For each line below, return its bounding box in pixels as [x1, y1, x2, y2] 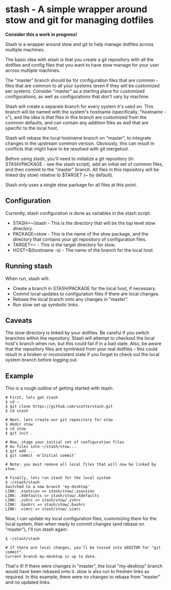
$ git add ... [5, 449, 36, 454]
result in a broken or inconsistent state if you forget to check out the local [5, 351, 160, 357]
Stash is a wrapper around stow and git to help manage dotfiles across [5, 41, 154, 47]
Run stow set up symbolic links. [12, 301, 79, 307]
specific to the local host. [5, 125, 59, 131]
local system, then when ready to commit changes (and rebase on [5, 521, 144, 527]
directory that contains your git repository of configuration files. [12, 236, 147, 242]
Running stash [5, 262, 53, 271]
